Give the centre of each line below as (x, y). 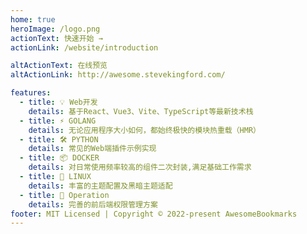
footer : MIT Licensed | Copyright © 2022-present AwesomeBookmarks (154, 214)
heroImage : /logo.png (55, 29)
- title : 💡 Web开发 (58, 102)
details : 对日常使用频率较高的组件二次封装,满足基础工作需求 (140, 167)
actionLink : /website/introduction (84, 47)
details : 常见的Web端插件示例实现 (92, 149)
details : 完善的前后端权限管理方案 (93, 204)
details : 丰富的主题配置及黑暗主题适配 (100, 186)
